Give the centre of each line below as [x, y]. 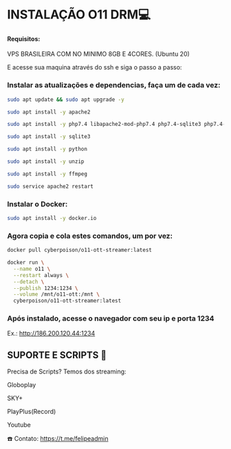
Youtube [19, 425]
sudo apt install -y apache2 [49, 112]
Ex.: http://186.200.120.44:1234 [51, 333]
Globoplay [22, 385]
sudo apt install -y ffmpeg [47, 174]
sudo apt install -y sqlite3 [49, 137]
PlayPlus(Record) [32, 412]
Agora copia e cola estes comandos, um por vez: [90, 236]
